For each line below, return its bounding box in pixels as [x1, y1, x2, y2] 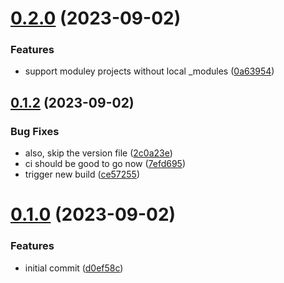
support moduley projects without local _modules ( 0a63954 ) [24, 65, 275, 77]
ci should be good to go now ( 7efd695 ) [24, 158, 187, 170]
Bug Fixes [10, 124, 60, 138]
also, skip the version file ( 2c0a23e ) [24, 147, 173, 159]
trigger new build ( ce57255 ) [24, 168, 141, 181]
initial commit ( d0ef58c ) [24, 262, 124, 274]
